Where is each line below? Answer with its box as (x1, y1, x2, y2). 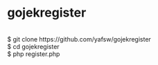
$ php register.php (7, 50, 60, 58)
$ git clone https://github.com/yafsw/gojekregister (7, 35, 151, 43)
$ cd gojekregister (7, 42, 60, 50)
